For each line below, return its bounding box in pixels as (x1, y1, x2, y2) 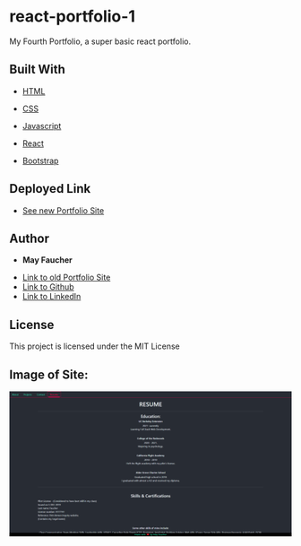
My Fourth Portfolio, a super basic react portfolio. (9, 36, 191, 47)
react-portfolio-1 (9, 6, 136, 27)
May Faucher (21, 255, 73, 265)
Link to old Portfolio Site (21, 272, 111, 283)
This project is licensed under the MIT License (9, 341, 181, 351)
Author (9, 230, 49, 246)
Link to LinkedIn (21, 291, 82, 302)
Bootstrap (21, 155, 59, 166)
